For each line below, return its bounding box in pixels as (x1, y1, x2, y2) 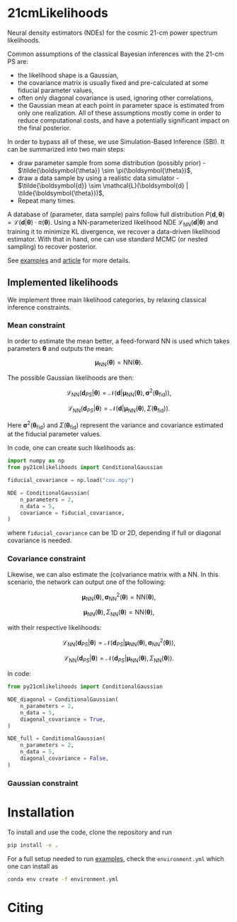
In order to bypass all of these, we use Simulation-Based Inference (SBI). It (7, 137, 225, 146)
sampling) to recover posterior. (7, 242, 98, 251)
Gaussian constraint (7, 778, 79, 788)
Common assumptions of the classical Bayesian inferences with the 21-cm (7, 50, 224, 58)
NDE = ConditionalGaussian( (7, 489, 91, 497)
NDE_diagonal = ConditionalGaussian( (7, 696, 119, 703)
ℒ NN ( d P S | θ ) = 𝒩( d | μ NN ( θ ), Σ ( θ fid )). (67, 404, 170, 414)
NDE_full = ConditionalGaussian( (7, 735, 106, 742)
